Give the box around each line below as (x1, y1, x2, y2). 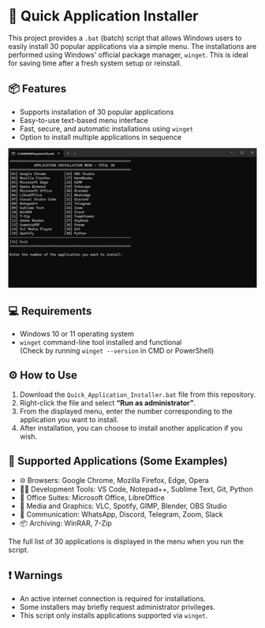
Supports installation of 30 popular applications (19, 107, 174, 117)
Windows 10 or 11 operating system (19, 329, 134, 338)
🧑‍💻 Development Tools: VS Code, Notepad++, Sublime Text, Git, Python (19, 484, 254, 494)
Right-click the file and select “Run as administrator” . (19, 398, 196, 407)
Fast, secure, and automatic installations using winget (19, 124, 194, 133)
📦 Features (8, 82, 67, 95)
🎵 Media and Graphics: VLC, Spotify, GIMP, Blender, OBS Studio (19, 501, 227, 510)
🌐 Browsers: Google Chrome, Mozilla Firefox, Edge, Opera (19, 475, 209, 484)
